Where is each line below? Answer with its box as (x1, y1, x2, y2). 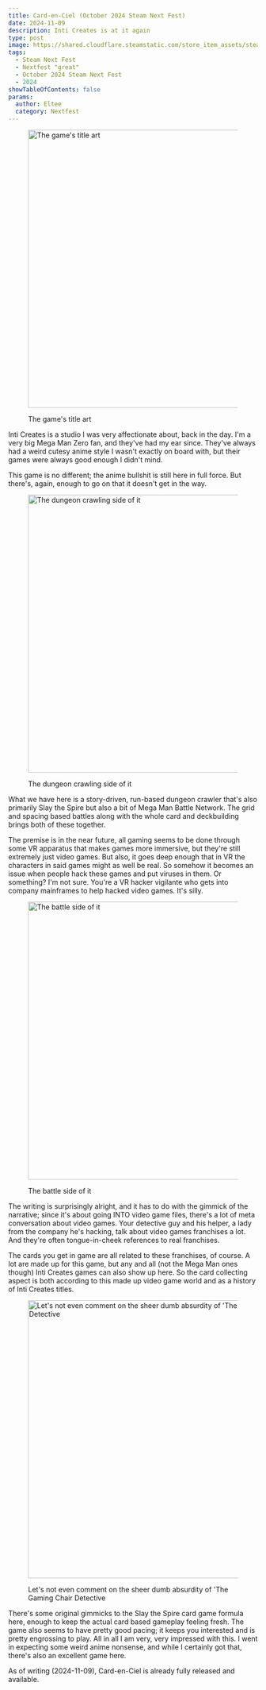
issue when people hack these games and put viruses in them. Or (8, 869, 222, 878)
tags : (8, 48, 26, 56)
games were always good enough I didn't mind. (8, 455, 163, 465)
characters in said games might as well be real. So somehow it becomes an (8, 861, 254, 870)
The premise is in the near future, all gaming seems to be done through (8, 835, 240, 844)
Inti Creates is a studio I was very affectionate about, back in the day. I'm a (8, 430, 252, 439)
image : (8, 41, 30, 49)
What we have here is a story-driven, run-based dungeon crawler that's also (8, 795, 257, 804)
